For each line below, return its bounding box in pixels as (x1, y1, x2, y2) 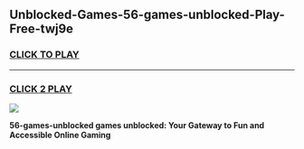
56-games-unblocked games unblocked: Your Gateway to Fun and (9, 119, 265, 130)
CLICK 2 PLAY (9, 82, 72, 95)
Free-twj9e (9, 22, 74, 37)
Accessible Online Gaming (9, 129, 111, 140)
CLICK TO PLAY (9, 49, 80, 61)
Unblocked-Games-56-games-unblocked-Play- (9, 7, 285, 23)
